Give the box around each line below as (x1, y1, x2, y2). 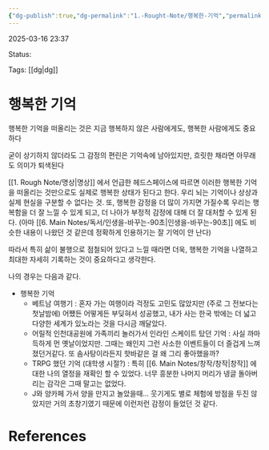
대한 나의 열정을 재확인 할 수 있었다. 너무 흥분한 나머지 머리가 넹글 (31, 368, 237, 378)
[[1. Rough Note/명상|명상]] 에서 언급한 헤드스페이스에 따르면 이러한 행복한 (8, 177, 243, 187)
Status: (8, 49, 32, 58)
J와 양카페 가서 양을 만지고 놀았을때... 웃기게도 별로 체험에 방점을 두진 (31, 388, 250, 398)
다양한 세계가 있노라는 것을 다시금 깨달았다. (31, 318, 167, 328)
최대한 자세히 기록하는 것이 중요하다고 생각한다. (8, 254, 156, 264)
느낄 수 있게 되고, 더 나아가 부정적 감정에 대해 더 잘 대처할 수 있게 (46, 207, 249, 217)
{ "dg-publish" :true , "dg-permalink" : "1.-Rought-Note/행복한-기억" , (8, 11, 227, 20)
